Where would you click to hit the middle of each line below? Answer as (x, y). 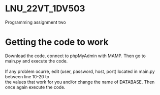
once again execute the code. (35, 87)
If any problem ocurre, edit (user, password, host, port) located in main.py (80, 71)
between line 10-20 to (27, 76)
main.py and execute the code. (36, 61)
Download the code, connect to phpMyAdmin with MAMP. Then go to (76, 56)
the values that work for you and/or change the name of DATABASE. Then (80, 82)
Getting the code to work (57, 42)
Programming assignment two (36, 22)
